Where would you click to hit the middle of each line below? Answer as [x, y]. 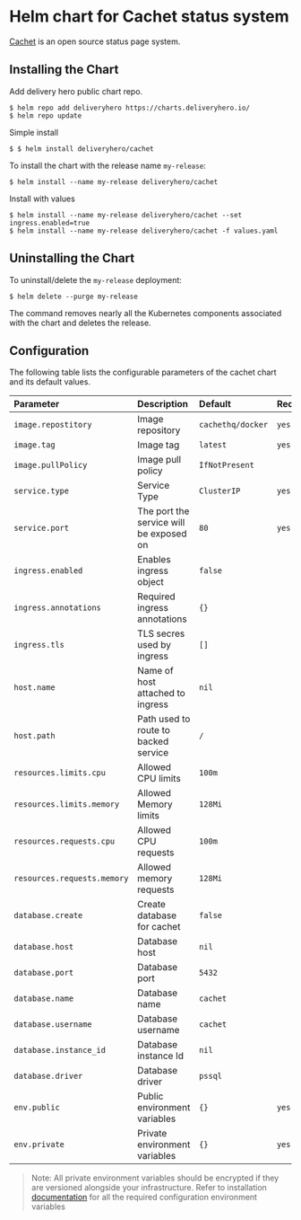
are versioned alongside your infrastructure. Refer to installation [149, 1188]
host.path [34, 736]
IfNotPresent [227, 465]
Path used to [164, 719]
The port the [163, 511]
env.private [39, 1145]
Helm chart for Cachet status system [149, 17]
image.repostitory [53, 425]
